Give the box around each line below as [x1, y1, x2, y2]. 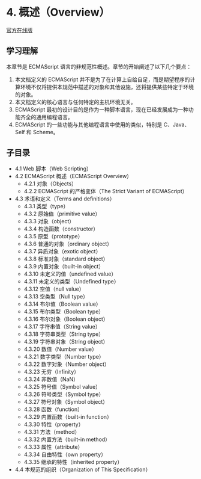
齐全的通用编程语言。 [20, 113, 73, 120]
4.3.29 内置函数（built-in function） [23, 413, 112, 420]
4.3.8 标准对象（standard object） [23, 255, 109, 262]
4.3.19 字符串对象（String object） [23, 338, 109, 345]
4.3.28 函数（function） [23, 406, 83, 413]
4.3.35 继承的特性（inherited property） [23, 458, 123, 465]
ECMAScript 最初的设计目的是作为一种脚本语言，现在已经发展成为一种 [14, 106, 189, 113]
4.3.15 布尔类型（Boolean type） [23, 307, 104, 315]
